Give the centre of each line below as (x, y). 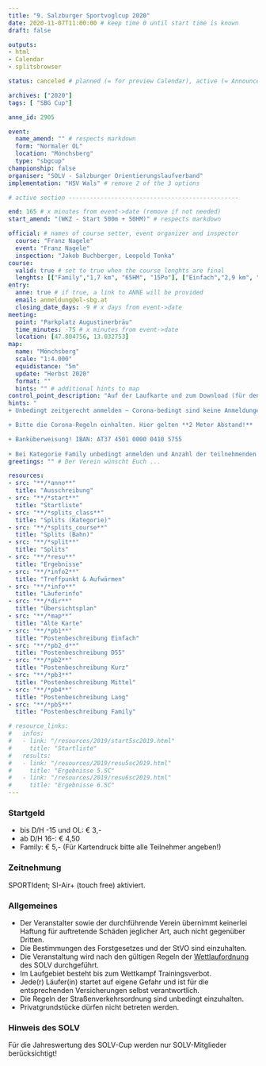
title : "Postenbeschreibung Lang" (72, 697)
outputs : (23, 44)
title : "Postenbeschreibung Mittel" (76, 682)
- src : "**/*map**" (40, 616)
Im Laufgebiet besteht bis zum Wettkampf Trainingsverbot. (116, 973)
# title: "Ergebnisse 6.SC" (61, 785)
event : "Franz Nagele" (53, 248)
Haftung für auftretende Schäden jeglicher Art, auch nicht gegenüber (132, 931)
